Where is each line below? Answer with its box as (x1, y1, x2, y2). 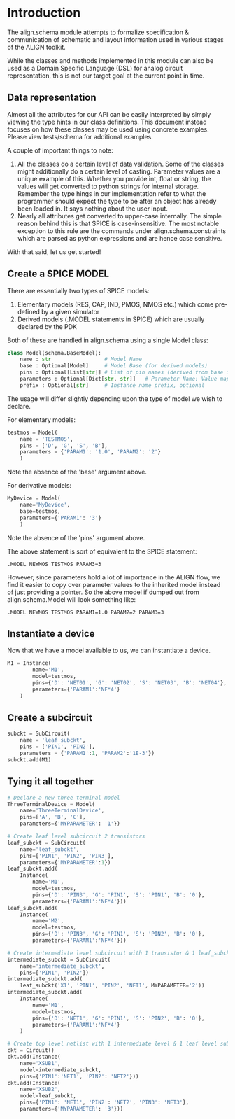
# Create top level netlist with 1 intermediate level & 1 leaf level (7, 1041, 218, 1048)
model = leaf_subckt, (20, 1092, 77, 1099)
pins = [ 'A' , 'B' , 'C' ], (20, 814, 86, 821)
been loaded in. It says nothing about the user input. (17, 204, 168, 213)
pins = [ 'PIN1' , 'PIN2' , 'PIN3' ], (20, 852, 114, 859)
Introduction (7, 5, 81, 21)
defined (17, 307, 41, 316)
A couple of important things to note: (7, 146, 113, 155)
